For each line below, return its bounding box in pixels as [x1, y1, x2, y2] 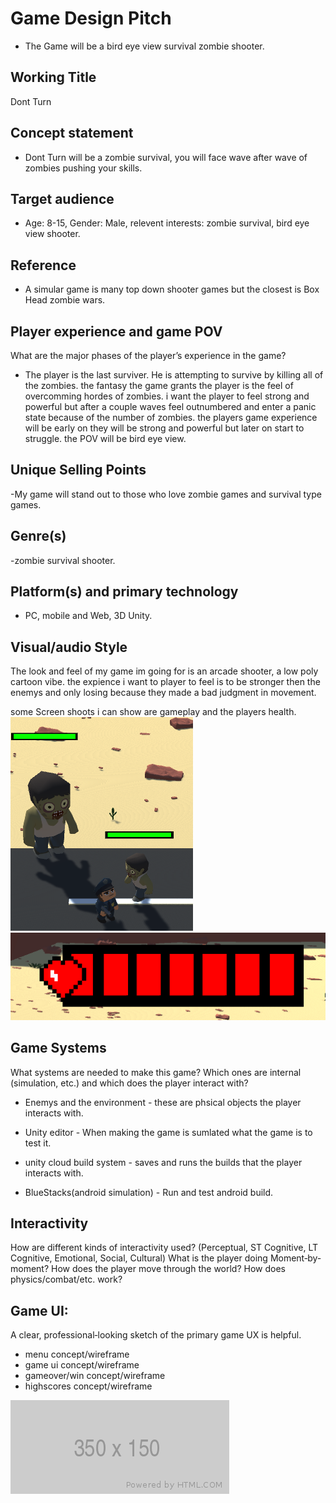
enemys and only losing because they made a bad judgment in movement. [10, 687, 317, 699]
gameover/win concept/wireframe [24, 1370, 166, 1382]
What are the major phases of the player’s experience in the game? [10, 350, 287, 361]
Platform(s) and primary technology [10, 583, 239, 601]
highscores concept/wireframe [24, 1380, 153, 1392]
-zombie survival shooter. [10, 554, 116, 566]
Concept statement [10, 125, 134, 142]
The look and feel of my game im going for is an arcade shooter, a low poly [10, 665, 319, 677]
